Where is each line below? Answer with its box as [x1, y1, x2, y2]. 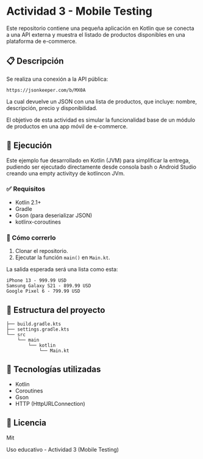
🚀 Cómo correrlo [6, 233, 56, 242]
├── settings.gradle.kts [6, 326, 69, 332]
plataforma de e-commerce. [6, 37, 77, 45]
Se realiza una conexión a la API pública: [6, 75, 109, 83]
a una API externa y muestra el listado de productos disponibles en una [6, 31, 185, 38]
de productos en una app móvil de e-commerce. [6, 122, 128, 130]
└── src [6, 331, 26, 337]
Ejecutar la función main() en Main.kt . [15, 254, 111, 261]
